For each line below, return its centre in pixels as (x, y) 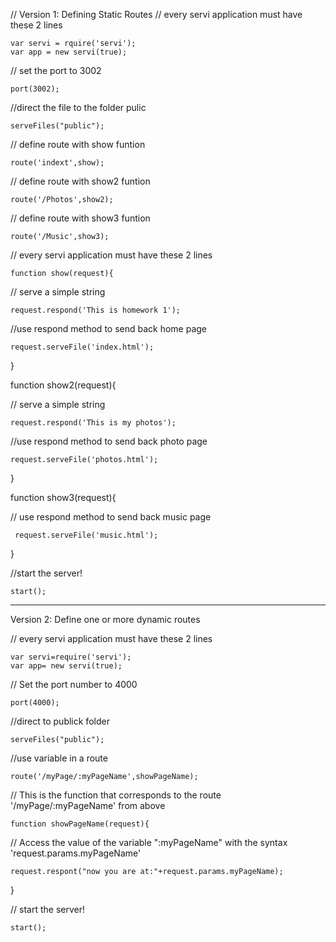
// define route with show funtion (78, 144)
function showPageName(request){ (80, 824)
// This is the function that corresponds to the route (116, 795)
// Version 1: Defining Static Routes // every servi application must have (156, 14)
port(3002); (35, 89)
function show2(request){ (63, 385)
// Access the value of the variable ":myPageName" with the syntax (149, 842)
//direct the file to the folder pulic (78, 107)
